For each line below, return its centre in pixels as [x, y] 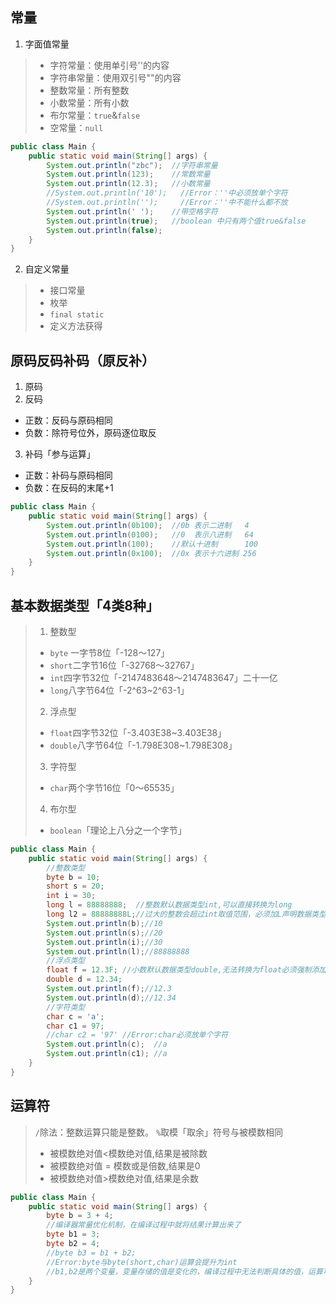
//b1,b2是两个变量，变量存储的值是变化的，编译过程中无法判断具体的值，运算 [184, 1271]
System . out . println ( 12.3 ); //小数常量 [128, 184]
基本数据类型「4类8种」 [85, 605]
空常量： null [76, 127]
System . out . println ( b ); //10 [104, 923]
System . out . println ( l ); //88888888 [118, 951]
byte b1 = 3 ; [73, 1234]
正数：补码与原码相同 [68, 475]
